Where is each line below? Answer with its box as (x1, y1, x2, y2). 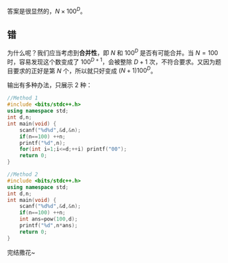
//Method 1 (7, 95, 38, 102)
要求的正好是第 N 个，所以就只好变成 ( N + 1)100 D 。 (12, 65, 157, 75)
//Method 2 (7, 171, 38, 178)
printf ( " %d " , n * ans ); (19, 222, 78, 229)
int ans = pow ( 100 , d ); (19, 216, 78, 222)
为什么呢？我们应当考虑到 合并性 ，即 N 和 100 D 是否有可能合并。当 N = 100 (7, 47, 218, 57)
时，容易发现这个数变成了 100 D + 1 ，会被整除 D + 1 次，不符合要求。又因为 (7, 56, 216, 66)
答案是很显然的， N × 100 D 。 (7, 6, 87, 15)
